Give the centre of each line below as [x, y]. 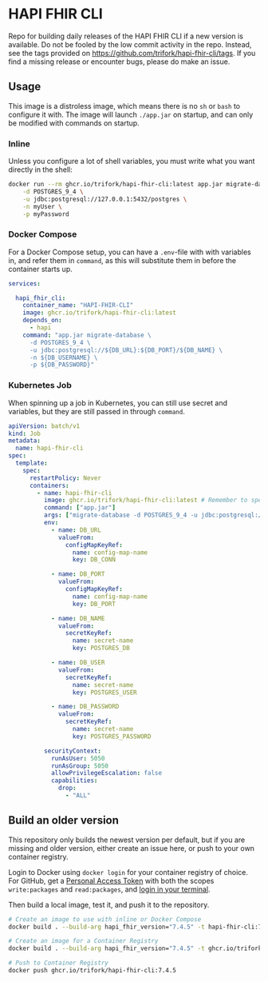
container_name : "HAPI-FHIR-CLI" [78, 305]
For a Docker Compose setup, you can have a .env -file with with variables [130, 252]
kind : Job [25, 433]
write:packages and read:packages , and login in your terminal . [109, 889]
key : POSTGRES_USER [104, 693]
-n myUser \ [42, 206]
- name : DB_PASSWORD [85, 707]
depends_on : [42, 321]
